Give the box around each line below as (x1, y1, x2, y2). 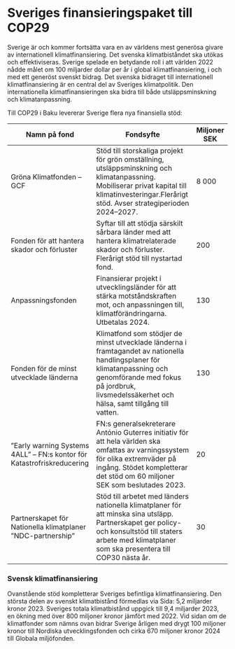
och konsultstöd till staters (96, 526, 183, 536)
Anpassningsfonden (10, 295, 77, 305)
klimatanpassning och (96, 363, 169, 373)
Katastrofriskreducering (10, 458, 90, 468)
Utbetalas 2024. (96, 317, 150, 327)
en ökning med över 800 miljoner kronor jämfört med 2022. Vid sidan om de (7, 612, 227, 620)
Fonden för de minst (10, 363, 77, 373)
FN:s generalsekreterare (96, 419, 176, 428)
